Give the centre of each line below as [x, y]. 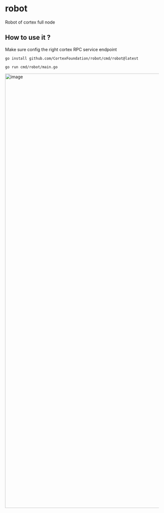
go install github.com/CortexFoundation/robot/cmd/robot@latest [72, 58]
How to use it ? [28, 38]
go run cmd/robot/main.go [31, 67]
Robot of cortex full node [30, 22]
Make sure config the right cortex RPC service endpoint [61, 49]
